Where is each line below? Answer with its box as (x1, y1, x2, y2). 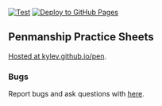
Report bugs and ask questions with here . (8, 89, 145, 99)
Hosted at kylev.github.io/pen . (8, 51, 107, 61)
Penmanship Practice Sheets (8, 30, 154, 44)
